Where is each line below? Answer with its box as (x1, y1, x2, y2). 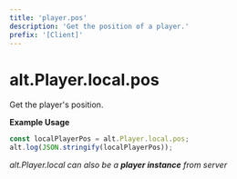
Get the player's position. (9, 99, 104, 110)
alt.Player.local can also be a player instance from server (9, 160, 228, 171)
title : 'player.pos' (9, 13, 88, 23)
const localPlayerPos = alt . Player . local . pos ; (9, 134, 190, 144)
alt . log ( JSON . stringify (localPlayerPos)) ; (9, 143, 173, 153)
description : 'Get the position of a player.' (9, 22, 190, 31)
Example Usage (9, 117, 70, 128)
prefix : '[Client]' (9, 30, 84, 39)
